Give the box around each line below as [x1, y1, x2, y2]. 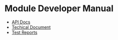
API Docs [11, 19, 30, 25]
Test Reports [11, 29, 38, 35]
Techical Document [11, 24, 51, 30]
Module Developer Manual [4, 3, 114, 14]
